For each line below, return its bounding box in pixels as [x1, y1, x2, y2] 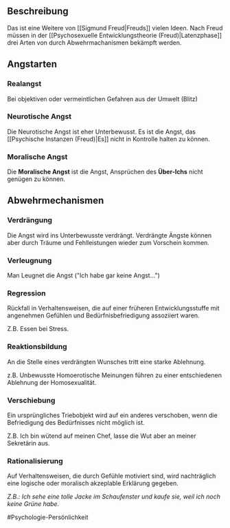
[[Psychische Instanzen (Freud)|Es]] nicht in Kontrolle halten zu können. [7, 134, 211, 143]
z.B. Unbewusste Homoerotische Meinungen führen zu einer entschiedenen [7, 371, 222, 379]
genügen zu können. [7, 175, 65, 183]
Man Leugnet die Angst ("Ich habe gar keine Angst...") [7, 271, 160, 279]
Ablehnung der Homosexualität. [7, 378, 97, 386]
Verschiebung [7, 395, 56, 405]
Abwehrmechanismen [7, 195, 104, 207]
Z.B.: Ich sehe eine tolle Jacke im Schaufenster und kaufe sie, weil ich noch [7, 492, 221, 501]
